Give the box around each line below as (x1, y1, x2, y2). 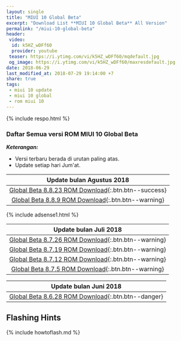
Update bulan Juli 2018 (53, 225, 122, 233)
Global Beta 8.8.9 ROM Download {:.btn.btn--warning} (11, 195, 165, 204)
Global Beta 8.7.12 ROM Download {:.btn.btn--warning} (9, 255, 167, 263)
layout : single (6, 8, 44, 15)
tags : (6, 82, 20, 88)
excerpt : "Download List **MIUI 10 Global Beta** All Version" (6, 20, 168, 26)
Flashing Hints (6, 313, 61, 323)
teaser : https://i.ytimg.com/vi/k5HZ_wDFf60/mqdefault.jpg (8, 54, 160, 60)
